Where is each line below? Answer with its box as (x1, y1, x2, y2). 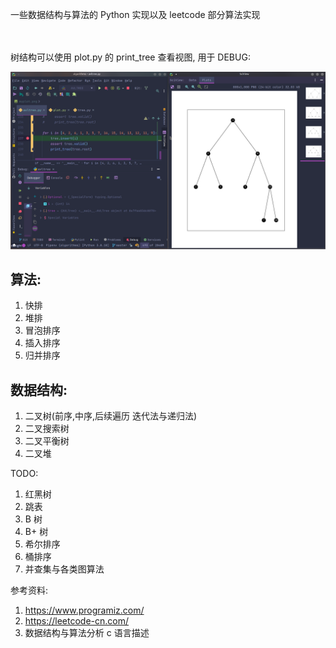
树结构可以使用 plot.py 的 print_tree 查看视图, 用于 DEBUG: (10, 51, 251, 63)
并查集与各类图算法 (24, 563, 105, 575)
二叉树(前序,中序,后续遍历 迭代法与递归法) (24, 410, 198, 422)
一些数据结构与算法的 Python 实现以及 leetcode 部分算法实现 (10, 9, 261, 20)
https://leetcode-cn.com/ (24, 615, 130, 627)
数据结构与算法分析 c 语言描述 (24, 627, 150, 639)
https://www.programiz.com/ (24, 604, 145, 617)
